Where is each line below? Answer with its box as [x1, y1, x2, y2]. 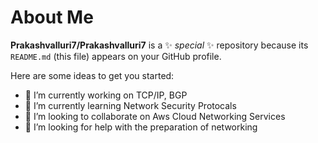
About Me [10, 6, 94, 29]
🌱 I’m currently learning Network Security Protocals [24, 99, 237, 111]
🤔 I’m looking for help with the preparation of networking [24, 121, 258, 133]
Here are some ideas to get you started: [10, 69, 175, 81]
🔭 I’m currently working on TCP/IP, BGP [24, 89, 188, 101]
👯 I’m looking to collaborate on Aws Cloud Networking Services [24, 110, 286, 122]
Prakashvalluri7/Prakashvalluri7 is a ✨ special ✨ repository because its [10, 39, 309, 51]
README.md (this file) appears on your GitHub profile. [10, 50, 222, 62]
